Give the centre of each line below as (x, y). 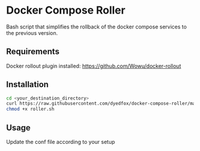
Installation (27, 84)
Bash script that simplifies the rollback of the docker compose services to (96, 27)
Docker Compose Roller (66, 10)
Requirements (33, 52)
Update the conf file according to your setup (61, 142)
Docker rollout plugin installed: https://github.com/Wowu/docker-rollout (94, 66)
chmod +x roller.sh (30, 109)
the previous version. (32, 33)
